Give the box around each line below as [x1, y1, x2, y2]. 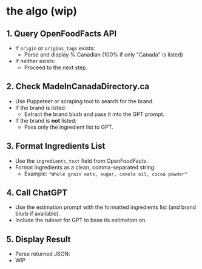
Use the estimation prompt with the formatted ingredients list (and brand [15, 203, 196, 211]
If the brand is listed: [15, 104, 67, 111]
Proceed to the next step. [24, 64, 88, 71]
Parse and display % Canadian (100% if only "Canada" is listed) [24, 51, 183, 58]
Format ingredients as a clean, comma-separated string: [15, 163, 156, 171]
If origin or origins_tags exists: [15, 44, 95, 52]
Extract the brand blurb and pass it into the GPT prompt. [24, 111, 165, 118]
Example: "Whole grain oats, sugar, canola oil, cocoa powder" [24, 170, 187, 177]
